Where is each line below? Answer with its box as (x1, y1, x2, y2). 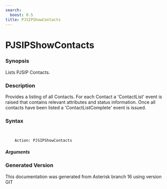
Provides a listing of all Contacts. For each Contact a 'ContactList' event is (5, 93, 162, 100)
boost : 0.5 (10, 12, 33, 17)
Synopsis (5, 58, 29, 65)
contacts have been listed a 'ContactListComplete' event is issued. (5, 105, 146, 111)
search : (5, 7, 22, 13)
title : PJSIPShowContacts (5, 17, 61, 22)
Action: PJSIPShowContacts (14, 138, 72, 143)
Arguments (5, 149, 30, 155)
